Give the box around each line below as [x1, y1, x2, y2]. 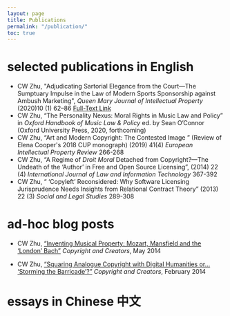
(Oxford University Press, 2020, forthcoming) [17, 126, 146, 135]
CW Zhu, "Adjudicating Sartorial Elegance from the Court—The [17, 82, 197, 91]
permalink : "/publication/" [7, 23, 88, 30]
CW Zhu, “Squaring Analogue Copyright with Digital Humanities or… [17, 260, 211, 268]
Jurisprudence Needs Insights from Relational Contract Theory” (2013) [17, 185, 219, 194]
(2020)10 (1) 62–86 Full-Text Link [17, 104, 112, 113]
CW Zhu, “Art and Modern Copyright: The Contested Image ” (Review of [17, 133, 222, 142]
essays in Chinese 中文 [7, 294, 142, 310]
